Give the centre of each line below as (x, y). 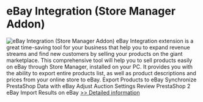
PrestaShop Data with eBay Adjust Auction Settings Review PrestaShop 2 (98, 86)
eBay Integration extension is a (155, 41)
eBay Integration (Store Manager (91, 11)
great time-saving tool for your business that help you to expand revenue (98, 47)
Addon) (26, 24)
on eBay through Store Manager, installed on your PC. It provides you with (100, 66)
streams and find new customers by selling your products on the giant (94, 53)
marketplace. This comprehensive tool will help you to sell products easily (99, 60)
